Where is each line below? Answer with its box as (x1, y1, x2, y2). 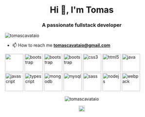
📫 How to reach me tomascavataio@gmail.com (12, 42, 110, 48)
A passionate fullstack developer (42, 22, 122, 29)
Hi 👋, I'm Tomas (50, 4, 114, 16)
